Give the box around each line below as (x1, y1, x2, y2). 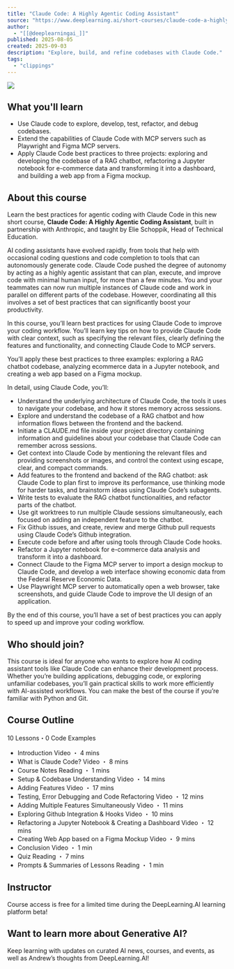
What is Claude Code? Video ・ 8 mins (17, 757, 129, 766)
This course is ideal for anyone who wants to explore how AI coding (7, 657, 202, 666)
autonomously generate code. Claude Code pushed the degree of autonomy (7, 261, 226, 270)
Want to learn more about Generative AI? (7, 928, 188, 940)
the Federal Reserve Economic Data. (17, 575, 123, 583)
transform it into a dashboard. (17, 553, 103, 561)
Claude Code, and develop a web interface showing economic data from (17, 567, 226, 576)
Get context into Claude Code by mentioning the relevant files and (17, 449, 208, 458)
